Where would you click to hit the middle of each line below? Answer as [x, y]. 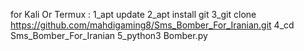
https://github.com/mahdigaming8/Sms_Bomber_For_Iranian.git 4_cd [152, 25]
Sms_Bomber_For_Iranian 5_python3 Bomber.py [109, 35]
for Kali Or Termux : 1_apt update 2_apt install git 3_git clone [133, 14]
